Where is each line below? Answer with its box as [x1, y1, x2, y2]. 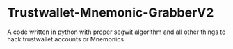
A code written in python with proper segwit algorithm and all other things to [7, 28, 226, 36]
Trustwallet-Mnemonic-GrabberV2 [7, 5, 214, 21]
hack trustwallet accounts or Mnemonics [7, 35, 124, 43]
